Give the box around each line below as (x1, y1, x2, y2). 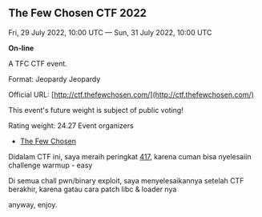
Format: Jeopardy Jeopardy (8, 74, 101, 83)
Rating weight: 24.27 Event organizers (8, 120, 134, 131)
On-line (8, 43, 34, 53)
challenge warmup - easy (8, 160, 93, 170)
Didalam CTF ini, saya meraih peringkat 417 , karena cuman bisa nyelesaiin (8, 151, 252, 161)
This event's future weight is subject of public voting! (8, 105, 184, 115)
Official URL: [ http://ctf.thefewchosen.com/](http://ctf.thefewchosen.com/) (8, 90, 255, 99)
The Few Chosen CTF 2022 (8, 6, 147, 20)
